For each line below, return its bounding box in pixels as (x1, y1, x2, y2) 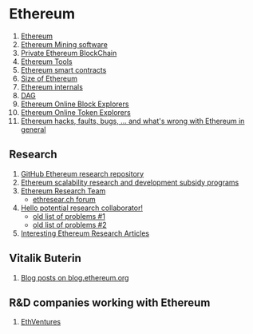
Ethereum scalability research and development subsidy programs (20, 177, 239, 187)
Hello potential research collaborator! (20, 203, 143, 213)
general (20, 125, 46, 134)
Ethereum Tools (20, 57, 73, 66)
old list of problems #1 (32, 211, 106, 221)
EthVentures (20, 317, 61, 327)
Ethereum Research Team (20, 185, 106, 196)
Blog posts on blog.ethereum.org (20, 272, 129, 282)
